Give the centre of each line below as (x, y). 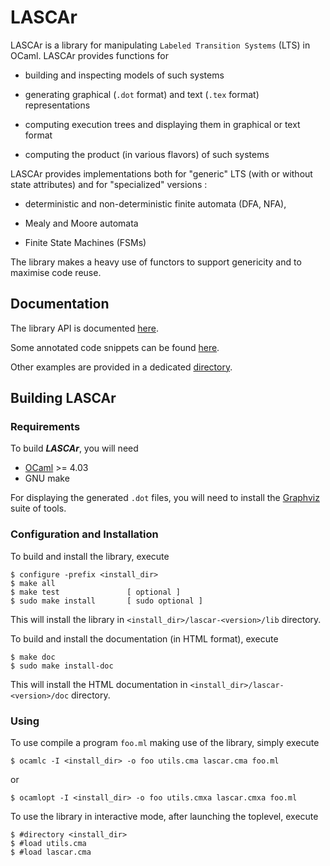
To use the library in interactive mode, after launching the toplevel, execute (164, 817)
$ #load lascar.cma (51, 852)
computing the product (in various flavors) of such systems (147, 154)
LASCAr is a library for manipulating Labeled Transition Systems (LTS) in (160, 45)
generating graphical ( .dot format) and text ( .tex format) (142, 94)
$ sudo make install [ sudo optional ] (106, 601)
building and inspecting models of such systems (124, 75)
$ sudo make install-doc (62, 666)
